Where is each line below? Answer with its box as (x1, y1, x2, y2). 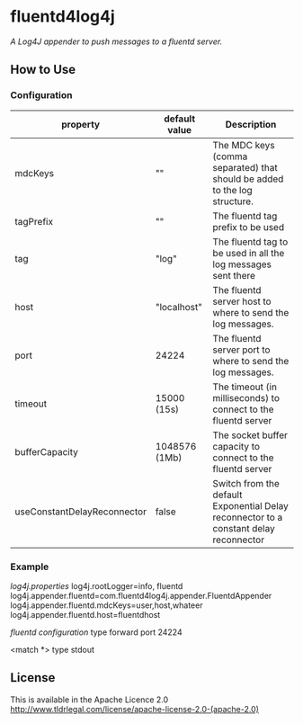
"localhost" (155, 300, 203, 313)
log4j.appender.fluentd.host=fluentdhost (10, 609, 161, 620)
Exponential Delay (212, 499, 289, 512)
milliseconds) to (212, 391, 281, 404)
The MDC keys (212, 138, 275, 151)
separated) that (212, 161, 278, 174)
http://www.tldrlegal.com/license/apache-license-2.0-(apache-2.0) (10, 703, 260, 714)
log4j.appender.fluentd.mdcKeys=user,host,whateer (10, 600, 203, 611)
